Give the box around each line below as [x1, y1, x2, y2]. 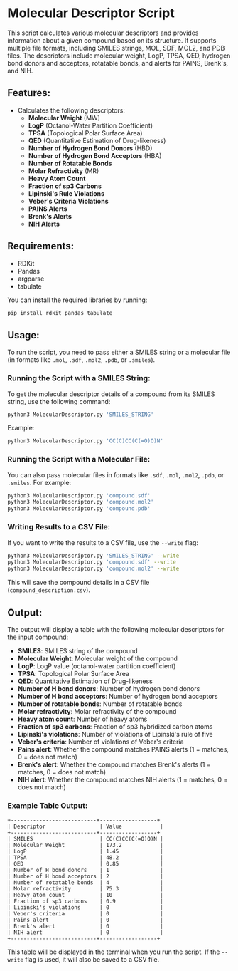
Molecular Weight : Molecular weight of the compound [17, 654, 178, 663]
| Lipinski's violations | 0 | [7, 904, 163, 911]
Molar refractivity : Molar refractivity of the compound [17, 707, 177, 715]
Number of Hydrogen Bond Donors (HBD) [28, 144, 153, 152]
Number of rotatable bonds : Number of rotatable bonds [17, 700, 183, 708]
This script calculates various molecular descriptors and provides [7, 28, 199, 37]
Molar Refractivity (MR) [28, 166, 99, 175]
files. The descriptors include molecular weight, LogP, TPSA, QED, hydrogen [7, 51, 231, 60]
